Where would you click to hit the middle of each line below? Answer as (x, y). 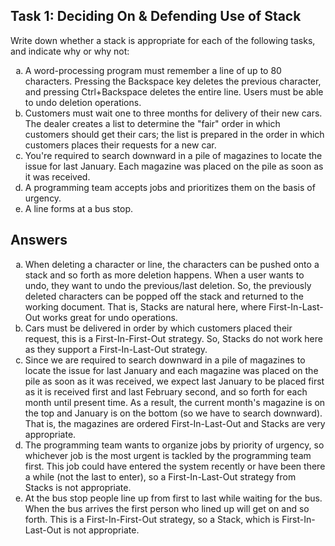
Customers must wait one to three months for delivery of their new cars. (173, 113)
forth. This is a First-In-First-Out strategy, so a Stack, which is (152, 519)
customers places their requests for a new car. (120, 145)
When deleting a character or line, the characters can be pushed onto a (172, 264)
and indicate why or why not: (70, 51)
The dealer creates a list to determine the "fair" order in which (152, 123)
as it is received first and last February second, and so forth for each (166, 391)
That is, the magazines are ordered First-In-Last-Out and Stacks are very (175, 423)
